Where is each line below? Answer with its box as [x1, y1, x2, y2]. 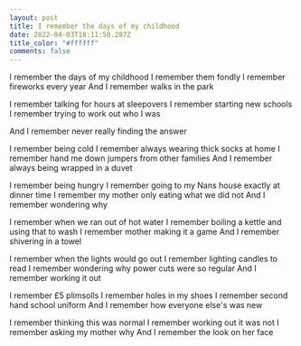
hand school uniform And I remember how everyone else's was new [9, 300, 263, 311]
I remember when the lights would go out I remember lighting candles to [9, 254, 278, 265]
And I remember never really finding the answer [9, 126, 187, 136]
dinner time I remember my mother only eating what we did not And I [9, 190, 266, 201]
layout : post [9, 13, 59, 23]
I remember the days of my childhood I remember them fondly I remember [9, 71, 287, 82]
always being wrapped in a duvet [9, 163, 133, 173]
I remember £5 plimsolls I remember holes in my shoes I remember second [9, 290, 288, 301]
